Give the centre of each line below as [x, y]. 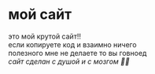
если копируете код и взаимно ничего [72, 44]
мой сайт [40, 15]
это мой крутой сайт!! [44, 36]
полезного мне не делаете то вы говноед [77, 53]
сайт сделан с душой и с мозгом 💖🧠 [69, 61]
